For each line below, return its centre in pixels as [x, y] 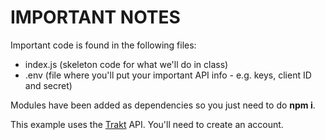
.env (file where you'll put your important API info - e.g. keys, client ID [168, 75]
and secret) [48, 85]
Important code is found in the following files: [103, 45]
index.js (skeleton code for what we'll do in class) [126, 64]
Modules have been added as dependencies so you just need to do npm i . [163, 105]
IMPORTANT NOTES [95, 17]
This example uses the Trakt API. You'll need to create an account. [147, 124]
